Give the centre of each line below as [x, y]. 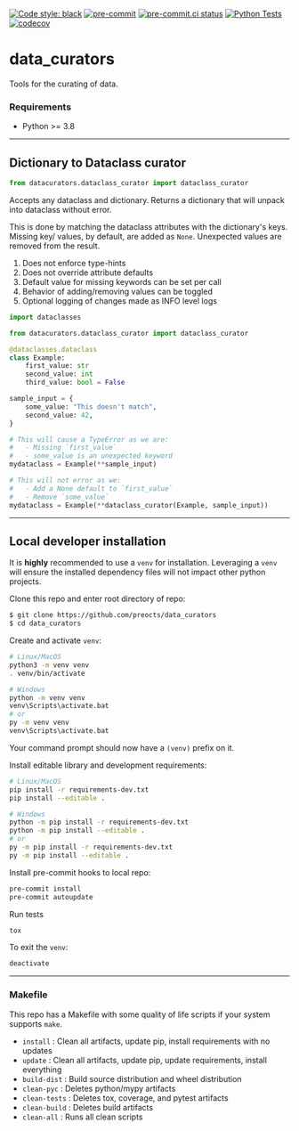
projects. [25, 582]
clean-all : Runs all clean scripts [82, 1117]
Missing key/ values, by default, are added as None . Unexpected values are [145, 236]
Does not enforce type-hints [74, 263]
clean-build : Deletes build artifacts [88, 1107]
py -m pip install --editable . [69, 855]
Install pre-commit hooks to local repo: [80, 872]
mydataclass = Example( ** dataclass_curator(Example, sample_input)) [139, 505]
